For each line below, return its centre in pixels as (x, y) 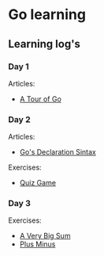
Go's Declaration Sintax (58, 152)
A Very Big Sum (45, 236)
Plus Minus (37, 244)
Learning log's (45, 44)
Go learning (47, 15)
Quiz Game (38, 183)
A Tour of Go (40, 99)
